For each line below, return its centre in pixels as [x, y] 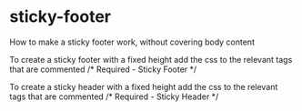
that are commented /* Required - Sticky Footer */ [103, 69]
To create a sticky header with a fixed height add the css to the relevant [144, 86]
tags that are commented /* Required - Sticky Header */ [114, 96]
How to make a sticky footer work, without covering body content [132, 42]
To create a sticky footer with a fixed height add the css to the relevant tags [151, 59]
